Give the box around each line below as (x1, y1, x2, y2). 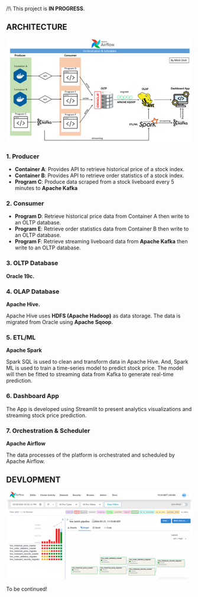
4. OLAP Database (6, 287, 60, 296)
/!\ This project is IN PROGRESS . (6, 5, 85, 12)
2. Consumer (6, 200, 44, 208)
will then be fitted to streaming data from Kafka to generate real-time (6, 371, 174, 378)
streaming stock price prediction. (6, 412, 87, 419)
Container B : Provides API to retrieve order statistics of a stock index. (14, 172, 184, 179)
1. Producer (6, 152, 40, 161)
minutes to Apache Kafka (14, 185, 78, 192)
